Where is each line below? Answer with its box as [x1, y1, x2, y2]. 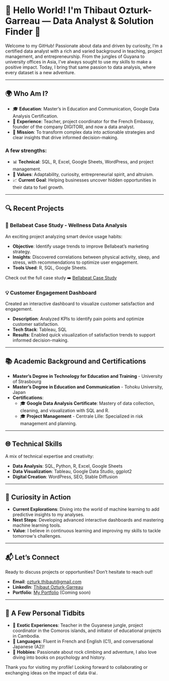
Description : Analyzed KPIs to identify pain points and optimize [12, 316, 144, 322]
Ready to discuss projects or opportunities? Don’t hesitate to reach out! [5, 569, 153, 575]
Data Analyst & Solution [52, 15, 154, 27]
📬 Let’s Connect [5, 553, 59, 561]
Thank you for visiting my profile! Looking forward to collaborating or [5, 664, 148, 670]
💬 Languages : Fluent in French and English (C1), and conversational [12, 638, 153, 645]
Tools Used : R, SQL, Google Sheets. [12, 264, 88, 270]
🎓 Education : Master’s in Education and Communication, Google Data [12, 105, 159, 111]
